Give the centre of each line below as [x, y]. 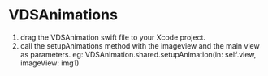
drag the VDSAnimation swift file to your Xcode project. [112, 37]
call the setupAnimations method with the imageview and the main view [140, 45]
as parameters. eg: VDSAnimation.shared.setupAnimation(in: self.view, [138, 54]
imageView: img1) [50, 63]
